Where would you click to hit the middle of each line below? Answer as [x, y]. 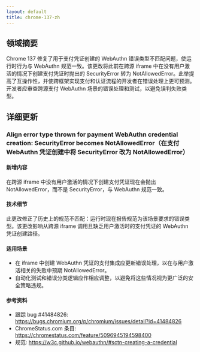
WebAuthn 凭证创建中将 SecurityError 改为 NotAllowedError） [98, 152]
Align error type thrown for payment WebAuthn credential [92, 134]
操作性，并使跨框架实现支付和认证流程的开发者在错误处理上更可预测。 [108, 81]
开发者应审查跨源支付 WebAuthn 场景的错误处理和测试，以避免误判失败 [94, 89]
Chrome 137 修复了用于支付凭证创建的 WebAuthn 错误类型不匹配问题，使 [96, 59]
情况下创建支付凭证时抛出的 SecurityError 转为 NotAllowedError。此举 [103, 74]
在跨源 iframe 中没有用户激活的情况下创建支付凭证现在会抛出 [81, 182]
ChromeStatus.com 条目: [46, 329]
